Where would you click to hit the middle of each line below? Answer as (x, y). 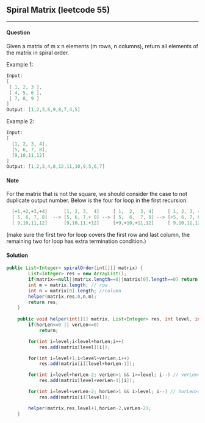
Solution (17, 255)
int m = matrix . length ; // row (68, 285)
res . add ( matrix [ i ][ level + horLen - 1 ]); (87, 364)
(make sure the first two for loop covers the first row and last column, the (98, 235)
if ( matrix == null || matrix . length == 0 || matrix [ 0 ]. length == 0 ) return (113, 280)
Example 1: (20, 65)
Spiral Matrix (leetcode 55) (58, 10)
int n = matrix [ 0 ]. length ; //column (75, 291)
